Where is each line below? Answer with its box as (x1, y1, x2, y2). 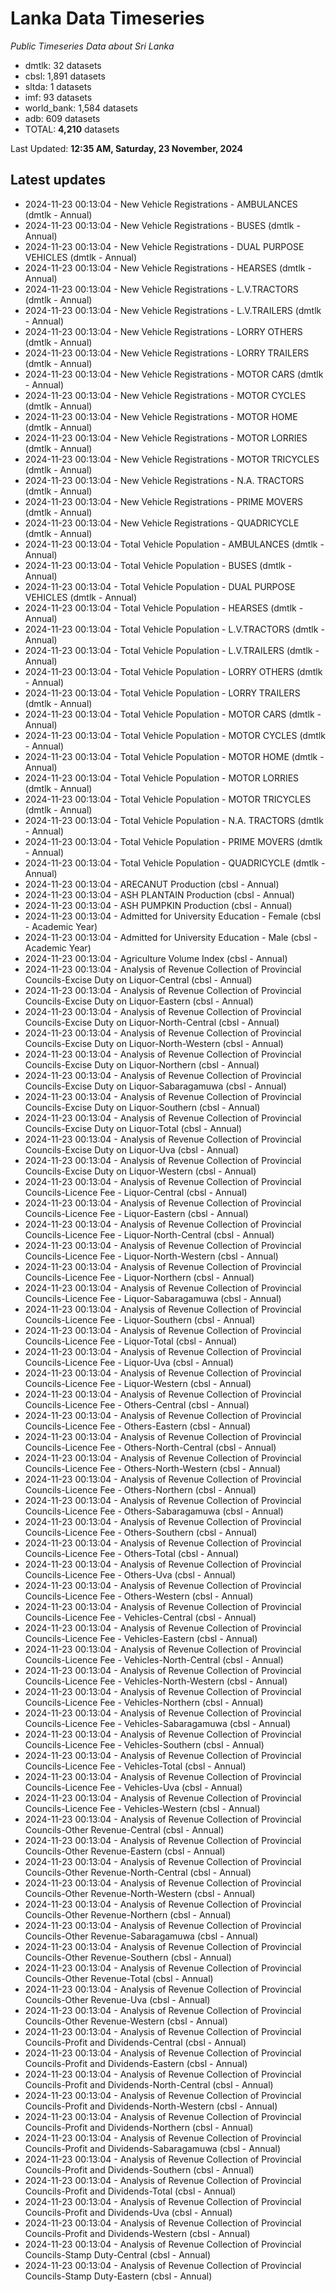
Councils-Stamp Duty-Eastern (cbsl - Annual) (24, 2270, 213, 2282)
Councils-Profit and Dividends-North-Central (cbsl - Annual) (24, 2078, 274, 2091)
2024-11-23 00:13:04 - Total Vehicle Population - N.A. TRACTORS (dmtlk (24, 814, 324, 826)
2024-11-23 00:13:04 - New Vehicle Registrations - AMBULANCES (24, 198, 298, 210)
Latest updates (10, 172, 106, 189)
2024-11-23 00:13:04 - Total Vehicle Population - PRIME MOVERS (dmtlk (24, 835, 323, 847)
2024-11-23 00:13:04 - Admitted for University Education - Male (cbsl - (24, 931, 318, 943)
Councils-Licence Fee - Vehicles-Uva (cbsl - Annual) (24, 1781, 243, 1793)
